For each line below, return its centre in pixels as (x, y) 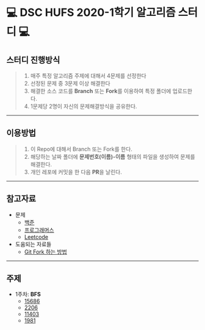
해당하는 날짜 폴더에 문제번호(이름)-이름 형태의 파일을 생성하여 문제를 (113, 156)
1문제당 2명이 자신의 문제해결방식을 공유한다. (84, 106)
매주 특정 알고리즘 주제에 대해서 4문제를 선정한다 (88, 76)
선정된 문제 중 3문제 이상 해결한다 (70, 83)
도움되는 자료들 (33, 244)
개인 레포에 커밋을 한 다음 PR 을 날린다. (76, 172)
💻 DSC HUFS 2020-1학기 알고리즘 (91, 13)
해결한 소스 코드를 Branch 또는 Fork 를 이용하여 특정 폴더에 (101, 91)
